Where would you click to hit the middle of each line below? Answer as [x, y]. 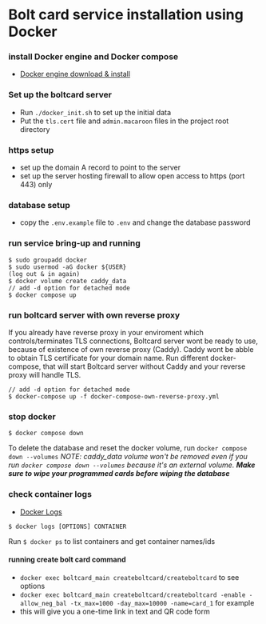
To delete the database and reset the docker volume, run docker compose [128, 448]
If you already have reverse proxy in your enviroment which [106, 332]
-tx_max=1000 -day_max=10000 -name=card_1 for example [163, 602]
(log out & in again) [44, 274]
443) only [36, 185]
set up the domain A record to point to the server [100, 168]
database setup [39, 205]
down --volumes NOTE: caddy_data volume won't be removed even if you [128, 457]
